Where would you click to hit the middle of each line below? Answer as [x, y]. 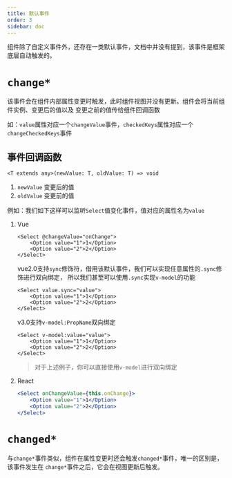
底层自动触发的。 [31, 55]
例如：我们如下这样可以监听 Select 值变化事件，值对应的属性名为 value [106, 211]
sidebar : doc [26, 26]
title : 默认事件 [28, 13]
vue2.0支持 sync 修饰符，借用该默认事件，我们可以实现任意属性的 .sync [116, 269]
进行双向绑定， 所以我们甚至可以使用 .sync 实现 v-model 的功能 [109, 278]
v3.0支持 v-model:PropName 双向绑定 [66, 323]
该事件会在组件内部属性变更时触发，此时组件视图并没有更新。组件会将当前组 [116, 102]
